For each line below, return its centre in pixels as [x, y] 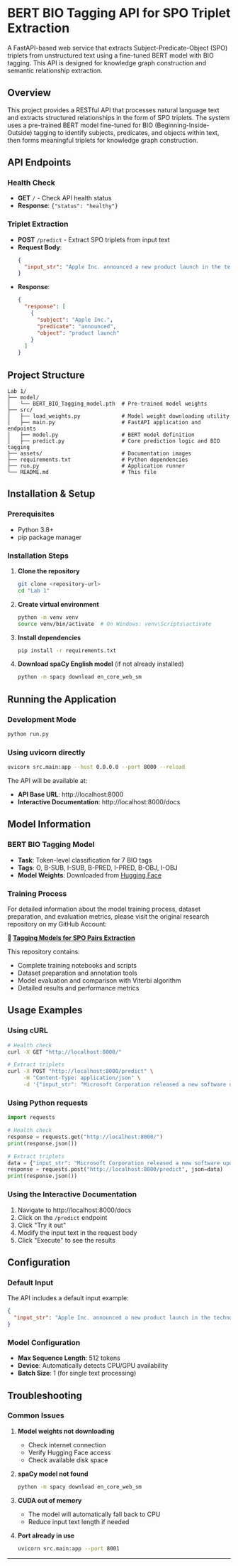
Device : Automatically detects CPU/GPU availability [93, 1366]
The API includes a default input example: [68, 1298]
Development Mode [42, 719]
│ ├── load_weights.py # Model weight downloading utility [119, 416]
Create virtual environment [58, 604]
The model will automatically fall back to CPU [94, 1514]
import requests [31, 1118]
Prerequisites [31, 514]
